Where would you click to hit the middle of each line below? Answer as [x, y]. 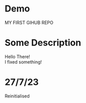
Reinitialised [17, 96]
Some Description [43, 43]
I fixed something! [23, 62]
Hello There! [18, 56]
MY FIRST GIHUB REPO [29, 22]
